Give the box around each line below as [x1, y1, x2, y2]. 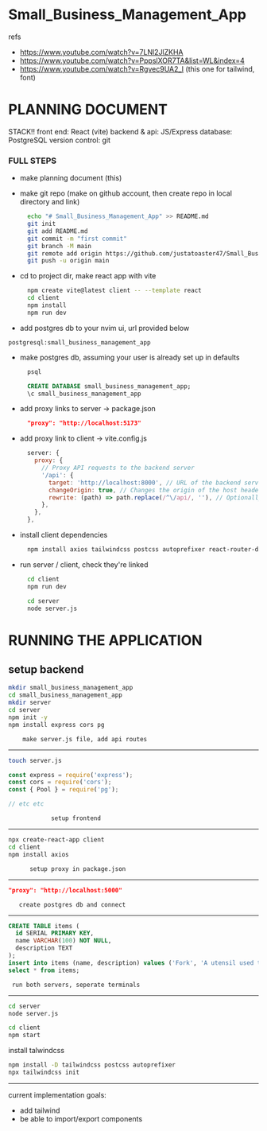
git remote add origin [27, 249, 103, 258]
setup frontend [50, 814, 102, 822]
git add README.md [27, 227, 88, 235]
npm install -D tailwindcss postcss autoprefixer [8, 1061, 176, 1069]
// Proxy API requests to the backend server [41, 464, 195, 472]
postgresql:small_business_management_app [8, 338, 151, 347]
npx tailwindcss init [8, 1068, 80, 1077]
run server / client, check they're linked [19, 559, 149, 569]
